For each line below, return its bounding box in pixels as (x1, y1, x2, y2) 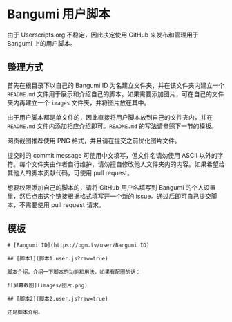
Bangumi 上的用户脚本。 (7, 39, 77, 47)
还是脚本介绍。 (7, 309, 43, 316)
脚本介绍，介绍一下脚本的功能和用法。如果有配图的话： (7, 268, 142, 276)
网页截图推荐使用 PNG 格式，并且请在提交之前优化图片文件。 (7, 136, 181, 145)
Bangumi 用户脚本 (7, 6, 111, 22)
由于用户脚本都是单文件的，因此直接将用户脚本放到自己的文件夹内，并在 (7, 113, 213, 121)
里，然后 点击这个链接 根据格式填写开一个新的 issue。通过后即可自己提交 (7, 192, 212, 200)
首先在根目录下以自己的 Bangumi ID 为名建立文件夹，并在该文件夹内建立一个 (7, 81, 225, 89)
